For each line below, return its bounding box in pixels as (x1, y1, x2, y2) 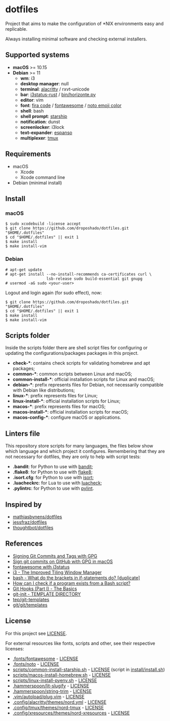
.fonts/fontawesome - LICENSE (12, 656, 79, 662)
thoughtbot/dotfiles (12, 524, 54, 530)
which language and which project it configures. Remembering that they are (5, 448, 165, 455)
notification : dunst (20, 119, 60, 125)
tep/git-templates (12, 596, 50, 602)
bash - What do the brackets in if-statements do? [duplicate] (12, 574, 140, 581)
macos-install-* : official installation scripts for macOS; (12, 409, 129, 415)
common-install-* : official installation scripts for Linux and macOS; (12, 376, 155, 382)
